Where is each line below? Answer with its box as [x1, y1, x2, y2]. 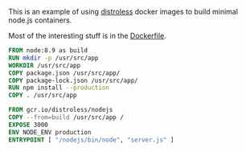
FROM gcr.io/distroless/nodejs [8, 106, 113, 114]
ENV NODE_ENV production [8, 128, 92, 136]
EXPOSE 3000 [8, 121, 48, 129]
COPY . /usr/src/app [8, 92, 78, 100]
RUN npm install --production [8, 84, 110, 92]
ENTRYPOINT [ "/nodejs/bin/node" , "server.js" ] [8, 136, 174, 144]
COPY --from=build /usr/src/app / [8, 113, 125, 121]
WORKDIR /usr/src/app [8, 61, 81, 69]
